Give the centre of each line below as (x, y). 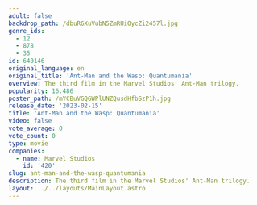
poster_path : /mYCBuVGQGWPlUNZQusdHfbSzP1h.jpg (90, 98)
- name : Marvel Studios (55, 158)
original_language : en (46, 69)
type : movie (28, 143)
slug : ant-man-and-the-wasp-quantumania (77, 174)
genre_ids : (27, 31)
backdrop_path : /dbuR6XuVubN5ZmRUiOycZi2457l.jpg (93, 23)
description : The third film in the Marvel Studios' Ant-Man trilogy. (129, 181)
